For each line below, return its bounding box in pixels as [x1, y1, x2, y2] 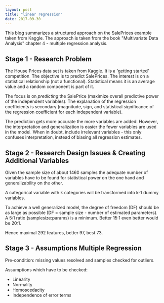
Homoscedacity [12, 287, 45, 293]
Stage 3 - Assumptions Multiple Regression [5, 244, 142, 253]
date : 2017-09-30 [5, 16, 41, 21]
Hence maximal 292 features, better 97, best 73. [5, 230, 103, 235]
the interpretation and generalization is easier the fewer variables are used [5, 124, 157, 130]
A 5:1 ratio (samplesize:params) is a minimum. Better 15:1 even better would [5, 215, 159, 220]
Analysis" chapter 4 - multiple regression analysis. [5, 41, 108, 46]
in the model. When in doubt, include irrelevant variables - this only [5, 129, 142, 135]
